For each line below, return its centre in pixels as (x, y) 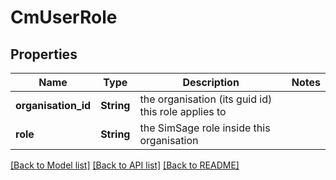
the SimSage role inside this (205, 128)
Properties (44, 54)
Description (211, 82)
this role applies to (183, 111)
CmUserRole (64, 17)
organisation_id (53, 105)
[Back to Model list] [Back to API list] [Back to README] (125, 165)
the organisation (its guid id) (206, 99)
